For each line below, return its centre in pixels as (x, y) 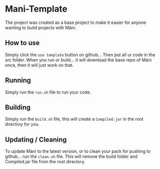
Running (18, 81)
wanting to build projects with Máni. (41, 27)
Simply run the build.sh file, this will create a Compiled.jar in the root (74, 119)
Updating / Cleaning (36, 140)
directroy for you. (22, 124)
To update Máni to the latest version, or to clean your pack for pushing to (78, 151)
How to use (22, 43)
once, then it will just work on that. (39, 65)
